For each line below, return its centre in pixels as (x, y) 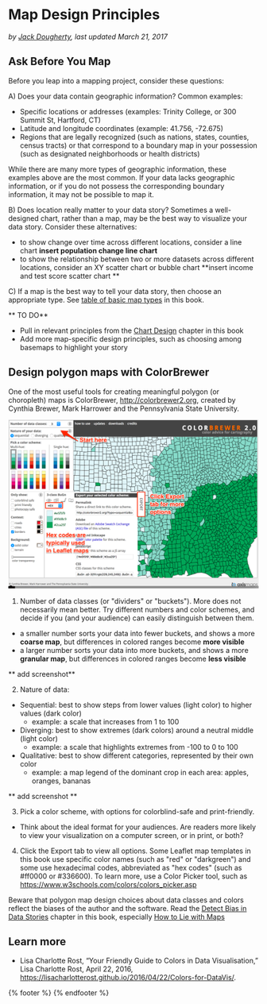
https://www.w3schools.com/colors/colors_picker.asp (108, 884)
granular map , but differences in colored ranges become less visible (133, 658)
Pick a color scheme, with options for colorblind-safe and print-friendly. (137, 811)
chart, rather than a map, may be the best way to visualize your (144, 218)
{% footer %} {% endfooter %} (59, 993)
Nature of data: (44, 689)
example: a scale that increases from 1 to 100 (105, 721)
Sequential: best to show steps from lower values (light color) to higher (136, 705)
